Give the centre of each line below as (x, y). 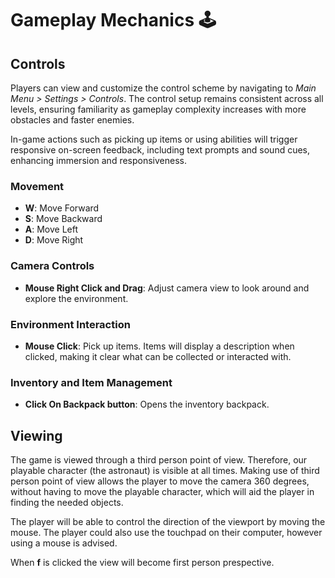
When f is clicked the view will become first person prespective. (142, 562)
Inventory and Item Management (91, 382)
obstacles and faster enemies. (72, 120)
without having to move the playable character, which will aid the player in (162, 491)
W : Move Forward (62, 208)
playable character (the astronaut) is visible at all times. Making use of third (165, 470)
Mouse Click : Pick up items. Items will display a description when (159, 346)
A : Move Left (51, 229)
